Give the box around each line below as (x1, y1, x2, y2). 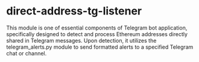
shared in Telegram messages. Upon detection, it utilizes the (6, 37, 157, 44)
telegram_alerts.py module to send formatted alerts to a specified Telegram (6, 43, 194, 51)
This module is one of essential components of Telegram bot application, (6, 24, 188, 31)
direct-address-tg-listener (6, 4, 142, 18)
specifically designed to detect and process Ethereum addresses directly (6, 30, 188, 37)
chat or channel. (6, 49, 47, 57)
